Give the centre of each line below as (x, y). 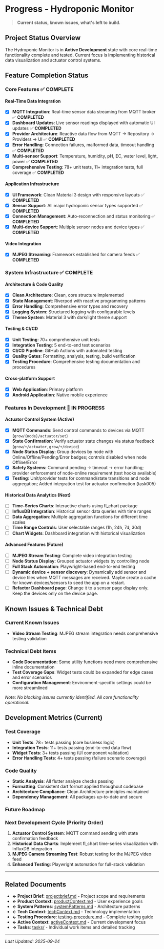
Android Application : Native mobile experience (60, 395)
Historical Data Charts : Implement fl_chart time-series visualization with (85, 843)
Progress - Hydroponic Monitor (70, 9)
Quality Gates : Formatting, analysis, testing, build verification (74, 356)
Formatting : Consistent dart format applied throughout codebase (78, 787)
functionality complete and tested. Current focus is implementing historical (80, 55)
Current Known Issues (32, 623)
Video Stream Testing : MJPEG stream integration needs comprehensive (85, 633)
